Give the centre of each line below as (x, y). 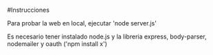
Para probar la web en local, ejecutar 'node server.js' (82, 23)
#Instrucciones (29, 10)
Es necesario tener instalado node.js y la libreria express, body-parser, (107, 36)
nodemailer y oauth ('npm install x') (57, 44)
